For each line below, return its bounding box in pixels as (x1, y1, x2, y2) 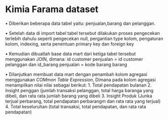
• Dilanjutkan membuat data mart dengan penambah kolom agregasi (5, 71, 147, 77)
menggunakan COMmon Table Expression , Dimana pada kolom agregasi (5, 76, 156, 83)
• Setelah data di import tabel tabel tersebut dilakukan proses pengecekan (5, 30, 160, 36)
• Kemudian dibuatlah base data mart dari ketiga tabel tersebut (5, 51, 136, 57)
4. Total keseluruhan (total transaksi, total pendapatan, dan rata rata (5, 103, 146, 109)
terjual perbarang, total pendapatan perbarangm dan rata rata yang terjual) (5, 98, 161, 104)
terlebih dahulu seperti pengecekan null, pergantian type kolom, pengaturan (5, 35, 163, 42)
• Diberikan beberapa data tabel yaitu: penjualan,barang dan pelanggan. (5, 20, 155, 26)
